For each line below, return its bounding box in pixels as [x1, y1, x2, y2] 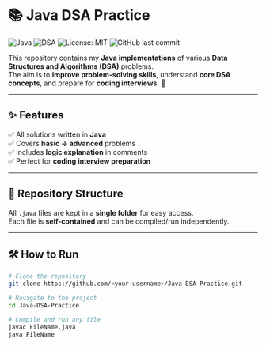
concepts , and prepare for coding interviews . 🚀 [8, 78, 166, 88]
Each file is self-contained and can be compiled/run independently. [8, 216, 230, 226]
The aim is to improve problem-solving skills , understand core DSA [8, 70, 231, 79]
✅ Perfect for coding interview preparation [8, 156, 151, 166]
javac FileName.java [8, 323, 77, 331]
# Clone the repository [8, 273, 87, 280]
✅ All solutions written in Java [8, 130, 107, 139]
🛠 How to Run [8, 247, 79, 261]
